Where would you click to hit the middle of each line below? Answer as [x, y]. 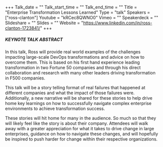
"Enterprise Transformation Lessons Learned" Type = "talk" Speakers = [78, 12]
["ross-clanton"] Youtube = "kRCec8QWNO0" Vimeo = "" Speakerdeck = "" [82, 18]
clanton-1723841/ [23, 28]
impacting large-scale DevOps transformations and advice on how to [75, 57]
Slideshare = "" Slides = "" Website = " [44, 23]
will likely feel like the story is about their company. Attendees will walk [77, 123]
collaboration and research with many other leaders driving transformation [80, 73]
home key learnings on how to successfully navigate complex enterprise [78, 103]
